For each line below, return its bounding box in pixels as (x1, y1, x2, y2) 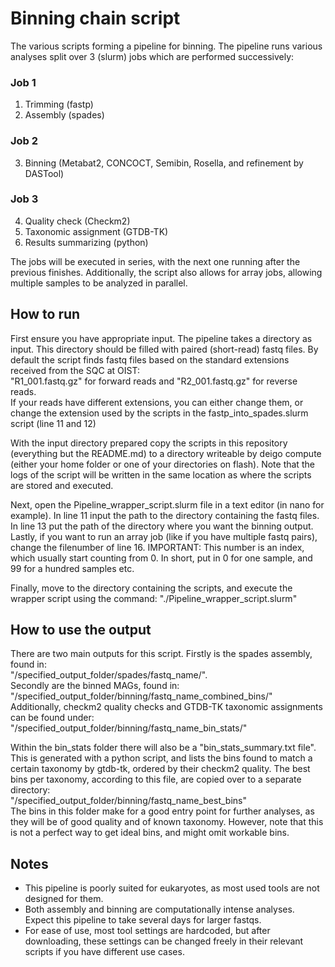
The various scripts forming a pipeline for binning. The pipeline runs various (10, 40, 323, 52)
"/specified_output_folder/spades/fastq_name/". (10, 669, 208, 681)
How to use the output (10, 622, 152, 639)
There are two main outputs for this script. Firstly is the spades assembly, (10, 648, 313, 660)
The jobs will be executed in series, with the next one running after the (10, 255, 301, 267)
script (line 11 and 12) (10, 417, 97, 429)
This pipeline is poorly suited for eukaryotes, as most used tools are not (24, 882, 320, 894)
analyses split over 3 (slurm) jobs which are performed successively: (10, 50, 295, 62)
